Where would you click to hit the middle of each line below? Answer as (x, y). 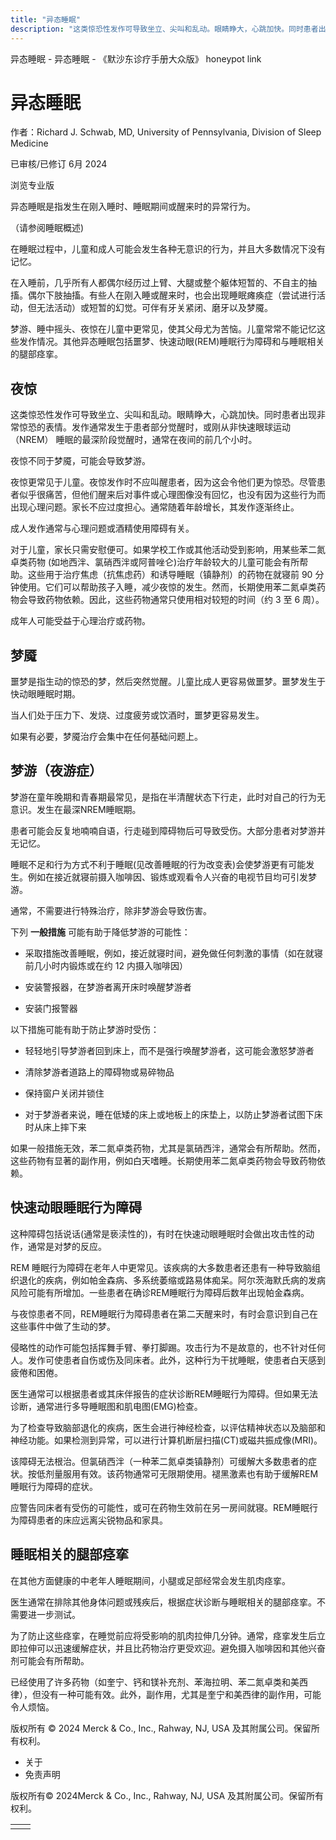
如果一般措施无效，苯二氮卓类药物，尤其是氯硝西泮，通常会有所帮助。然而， (168, 1148)
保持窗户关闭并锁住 (64, 1093)
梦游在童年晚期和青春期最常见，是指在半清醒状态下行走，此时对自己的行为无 (168, 797)
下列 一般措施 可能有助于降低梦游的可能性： (100, 932)
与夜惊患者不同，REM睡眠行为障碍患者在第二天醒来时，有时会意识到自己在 (164, 1313)
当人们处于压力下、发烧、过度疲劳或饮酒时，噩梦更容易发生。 (137, 715)
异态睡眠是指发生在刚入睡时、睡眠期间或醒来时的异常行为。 (133, 207)
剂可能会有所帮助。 (50, 1660)
